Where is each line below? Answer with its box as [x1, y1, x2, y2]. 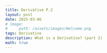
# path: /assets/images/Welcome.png [5, 26, 92, 31]
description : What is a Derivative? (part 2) [5, 36, 102, 41]
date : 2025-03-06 [5, 17, 42, 22]
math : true [5, 40, 28, 45]
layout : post [5, 12, 33, 17]
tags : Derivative [5, 31, 42, 36]
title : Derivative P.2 [5, 7, 53, 13]
